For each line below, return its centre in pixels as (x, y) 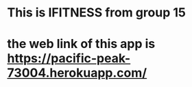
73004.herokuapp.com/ (77, 73)
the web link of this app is (81, 44)
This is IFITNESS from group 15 (97, 13)
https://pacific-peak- (69, 59)
